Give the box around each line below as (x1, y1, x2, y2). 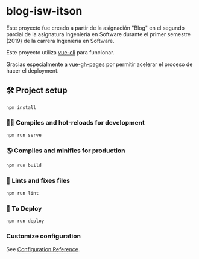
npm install (6, 104, 36, 110)
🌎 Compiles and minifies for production (6, 146, 125, 155)
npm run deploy (6, 218, 45, 224)
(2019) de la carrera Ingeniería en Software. (6, 37, 115, 44)
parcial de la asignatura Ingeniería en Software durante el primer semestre (6, 30, 191, 38)
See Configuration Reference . (6, 246, 80, 253)
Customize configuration (6, 232, 81, 240)
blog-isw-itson (6, 4, 83, 18)
